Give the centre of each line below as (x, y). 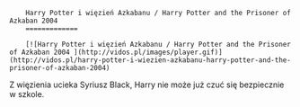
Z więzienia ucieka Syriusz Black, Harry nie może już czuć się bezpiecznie (147, 85)
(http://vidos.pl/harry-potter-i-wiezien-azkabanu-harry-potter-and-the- (150, 60)
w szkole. (27, 94)
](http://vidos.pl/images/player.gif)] (148, 52)
